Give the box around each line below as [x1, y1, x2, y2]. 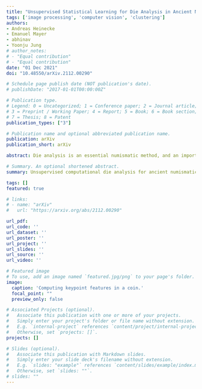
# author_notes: [6, 48, 47, 54]
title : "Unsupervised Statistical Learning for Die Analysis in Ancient [6, 8, 192, 15]
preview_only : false [11, 296, 63, 302]
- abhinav [6, 37, 31, 43]
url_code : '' [6, 224, 39, 230]
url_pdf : [6, 219, 28, 225]
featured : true [6, 185, 44, 191]
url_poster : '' [6, 235, 44, 241]
